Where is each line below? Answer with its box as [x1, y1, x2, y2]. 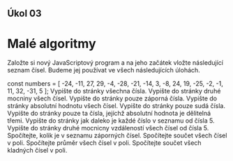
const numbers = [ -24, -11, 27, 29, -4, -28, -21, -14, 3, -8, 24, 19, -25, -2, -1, [7, 79, 223, 88]
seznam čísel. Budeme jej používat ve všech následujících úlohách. [7, 66, 200, 75]
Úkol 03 [7, 8, 42, 20]
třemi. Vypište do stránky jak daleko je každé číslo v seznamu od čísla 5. [7, 116, 215, 125]
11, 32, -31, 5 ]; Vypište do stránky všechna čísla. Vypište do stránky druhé [7, 87, 221, 95]
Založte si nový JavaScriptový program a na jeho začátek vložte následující [7, 59, 223, 67]
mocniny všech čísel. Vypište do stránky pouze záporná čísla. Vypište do [7, 94, 218, 102]
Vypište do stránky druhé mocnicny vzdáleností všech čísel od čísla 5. [7, 124, 209, 132]
